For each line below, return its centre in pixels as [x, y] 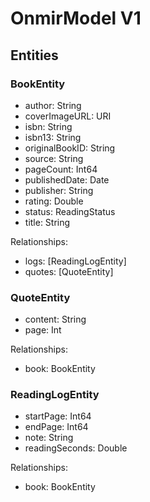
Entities [34, 55]
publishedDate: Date [67, 179]
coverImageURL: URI [68, 116]
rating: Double [54, 201]
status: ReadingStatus [70, 211]
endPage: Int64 [56, 427]
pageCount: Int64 [61, 169]
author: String [53, 105]
